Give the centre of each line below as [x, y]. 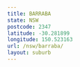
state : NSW [23, 20]
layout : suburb [29, 53]
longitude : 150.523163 [40, 40]
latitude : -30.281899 [39, 33]
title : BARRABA [29, 14]
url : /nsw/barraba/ [35, 46]
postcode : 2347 [29, 27]
